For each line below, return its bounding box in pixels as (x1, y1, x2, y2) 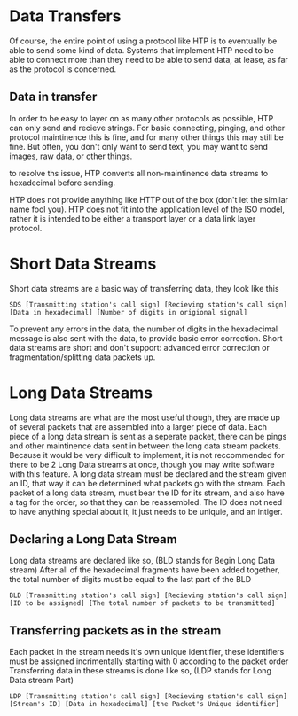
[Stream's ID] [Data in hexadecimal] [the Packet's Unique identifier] (9, 700, 279, 709)
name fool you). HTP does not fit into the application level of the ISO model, (9, 204, 286, 214)
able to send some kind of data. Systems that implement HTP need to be (9, 44, 275, 55)
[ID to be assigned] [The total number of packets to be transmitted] (9, 599, 276, 608)
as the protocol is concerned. (9, 64, 117, 74)
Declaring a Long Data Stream (9, 532, 177, 547)
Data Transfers (9, 6, 122, 27)
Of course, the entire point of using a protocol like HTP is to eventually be (9, 35, 278, 46)
